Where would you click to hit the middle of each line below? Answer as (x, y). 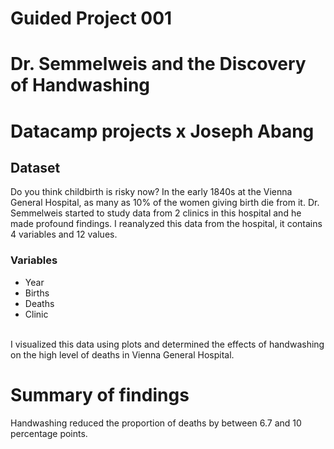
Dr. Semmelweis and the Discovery (158, 64)
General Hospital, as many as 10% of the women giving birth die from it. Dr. (165, 203)
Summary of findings (100, 394)
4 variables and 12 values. (64, 234)
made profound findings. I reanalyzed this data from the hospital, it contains (166, 224)
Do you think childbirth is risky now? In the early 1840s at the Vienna (151, 192)
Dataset (35, 167)
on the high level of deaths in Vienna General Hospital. (122, 354)
